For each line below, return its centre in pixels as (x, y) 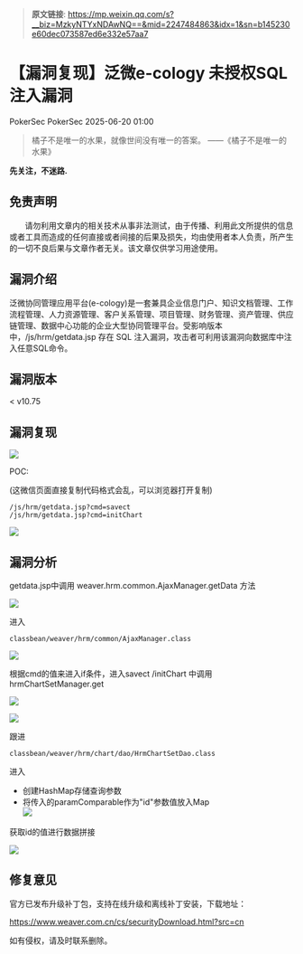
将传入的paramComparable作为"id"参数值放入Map (116, 802)
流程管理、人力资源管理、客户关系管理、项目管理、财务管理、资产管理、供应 (151, 314)
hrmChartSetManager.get (57, 684)
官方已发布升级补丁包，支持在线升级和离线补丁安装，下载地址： (128, 903)
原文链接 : (48, 14)
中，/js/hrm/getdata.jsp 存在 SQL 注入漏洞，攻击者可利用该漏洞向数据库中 (147, 336)
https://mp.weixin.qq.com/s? (120, 14)
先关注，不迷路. (38, 170)
